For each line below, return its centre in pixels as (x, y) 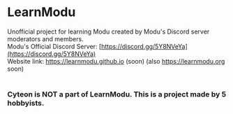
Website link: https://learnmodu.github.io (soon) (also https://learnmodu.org (116, 61)
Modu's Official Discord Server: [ (54, 46)
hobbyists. (26, 103)
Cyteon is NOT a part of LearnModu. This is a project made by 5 (117, 94)
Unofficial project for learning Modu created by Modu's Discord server (108, 31)
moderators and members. (45, 38)
